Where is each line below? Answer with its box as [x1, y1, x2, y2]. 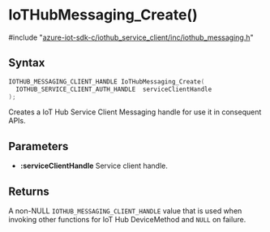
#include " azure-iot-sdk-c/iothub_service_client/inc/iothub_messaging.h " [8, 32, 254, 42]
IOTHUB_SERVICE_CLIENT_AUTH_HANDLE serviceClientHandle [15, 85, 212, 93]
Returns [8, 184, 50, 198]
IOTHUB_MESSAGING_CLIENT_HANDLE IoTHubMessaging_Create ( [8, 77, 205, 86]
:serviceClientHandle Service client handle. [19, 161, 168, 171]
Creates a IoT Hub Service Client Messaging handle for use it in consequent [8, 107, 262, 117]
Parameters [8, 140, 69, 153]
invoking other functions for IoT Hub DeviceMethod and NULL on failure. [8, 215, 246, 224]
